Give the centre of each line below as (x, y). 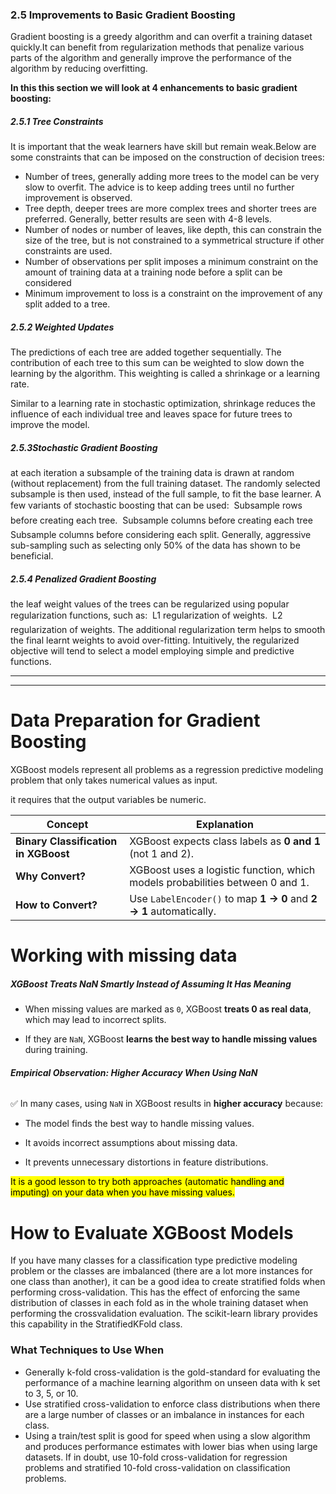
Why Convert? (51, 876)
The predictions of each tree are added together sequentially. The (146, 352)
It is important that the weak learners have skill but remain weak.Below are (163, 147)
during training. (56, 1050)
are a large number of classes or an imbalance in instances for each (164, 1414)
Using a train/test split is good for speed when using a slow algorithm (167, 1435)
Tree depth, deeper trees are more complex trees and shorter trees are (171, 209)
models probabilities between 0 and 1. (219, 883)
